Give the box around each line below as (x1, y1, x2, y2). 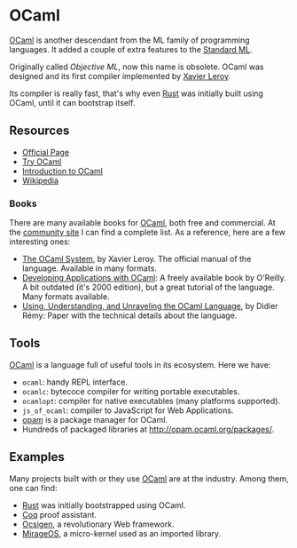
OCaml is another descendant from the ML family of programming (9, 35, 250, 45)
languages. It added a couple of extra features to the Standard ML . (9, 44, 253, 54)
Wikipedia (21, 175, 59, 186)
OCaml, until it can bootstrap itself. (9, 97, 136, 107)
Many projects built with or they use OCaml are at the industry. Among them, (9, 473, 289, 484)
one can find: (9, 482, 58, 493)
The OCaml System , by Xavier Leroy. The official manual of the (21, 254, 252, 265)
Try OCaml (21, 156, 62, 167)
